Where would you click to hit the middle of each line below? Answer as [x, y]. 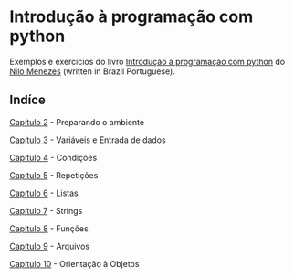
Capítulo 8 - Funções [49, 228]
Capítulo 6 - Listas [44, 193]
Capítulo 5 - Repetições [54, 175]
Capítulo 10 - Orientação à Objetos [74, 263]
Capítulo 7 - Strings [46, 210]
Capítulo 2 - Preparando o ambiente [77, 122]
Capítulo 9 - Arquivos [49, 246]
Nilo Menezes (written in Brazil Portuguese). [92, 71]
